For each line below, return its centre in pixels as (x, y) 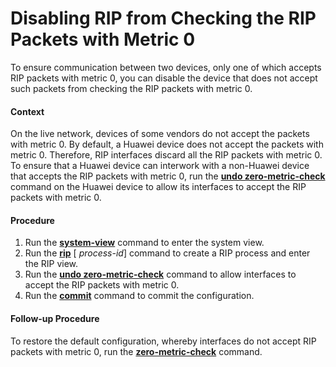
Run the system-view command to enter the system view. (144, 243)
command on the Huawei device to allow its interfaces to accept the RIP (158, 187)
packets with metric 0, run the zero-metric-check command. (136, 351)
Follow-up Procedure (55, 318)
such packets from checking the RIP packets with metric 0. (131, 88)
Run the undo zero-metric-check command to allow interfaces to (160, 274)
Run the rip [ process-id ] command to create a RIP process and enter (167, 253)
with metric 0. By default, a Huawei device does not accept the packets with (167, 144)
